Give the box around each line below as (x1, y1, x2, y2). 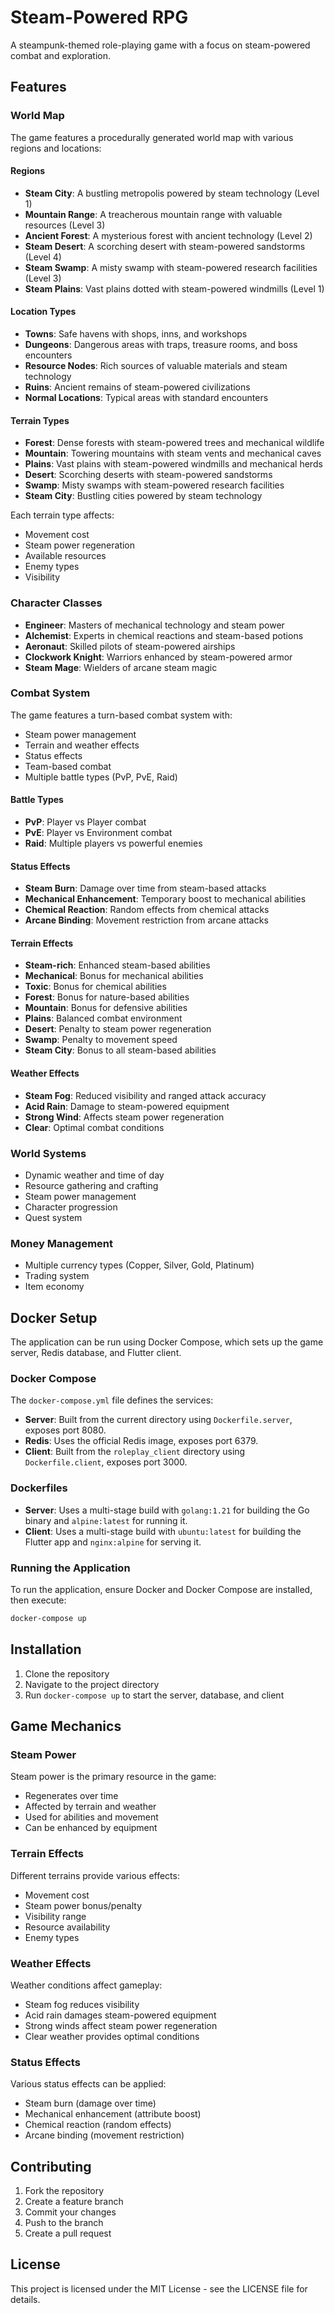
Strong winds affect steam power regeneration (24, 2019, 218, 2031)
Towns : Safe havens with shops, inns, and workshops (24, 328, 248, 340)
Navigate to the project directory (24, 1678, 160, 1690)
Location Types (10, 306, 77, 318)
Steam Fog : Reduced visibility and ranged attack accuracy (24, 1089, 267, 1101)
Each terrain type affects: (10, 509, 115, 521)
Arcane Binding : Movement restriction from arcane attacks (24, 914, 269, 926)
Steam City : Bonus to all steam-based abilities (24, 1044, 217, 1056)
